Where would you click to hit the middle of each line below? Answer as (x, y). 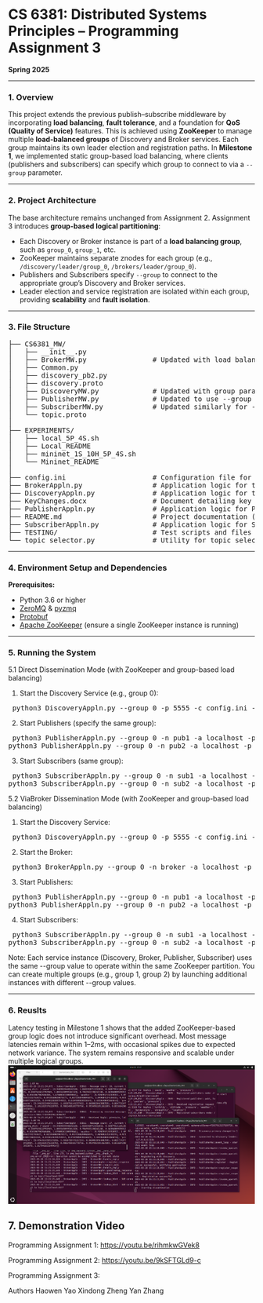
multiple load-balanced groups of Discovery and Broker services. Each (123, 140)
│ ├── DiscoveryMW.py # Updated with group (122, 391)
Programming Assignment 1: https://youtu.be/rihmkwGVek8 (104, 1245)
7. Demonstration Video (67, 1226)
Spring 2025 (29, 69)
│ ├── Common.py (43, 367)
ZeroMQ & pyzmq (48, 608)
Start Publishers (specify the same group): (88, 723)
